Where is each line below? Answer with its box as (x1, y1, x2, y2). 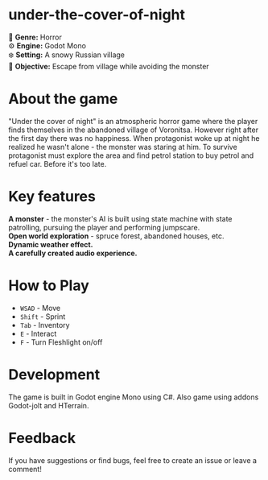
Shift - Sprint (19, 312, 66, 321)
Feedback (8, 428, 76, 447)
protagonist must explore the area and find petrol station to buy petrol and (8, 151, 254, 160)
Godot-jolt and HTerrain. (8, 400, 89, 410)
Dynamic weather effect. (8, 239, 94, 249)
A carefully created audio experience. (8, 248, 138, 258)
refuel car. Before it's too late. (8, 159, 107, 168)
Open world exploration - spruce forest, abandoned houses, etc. (8, 231, 225, 241)
